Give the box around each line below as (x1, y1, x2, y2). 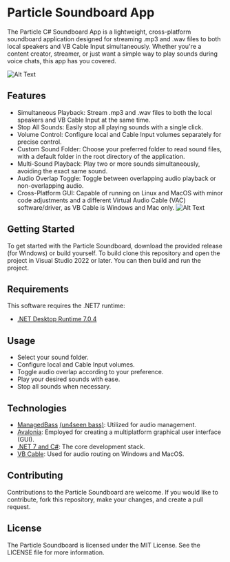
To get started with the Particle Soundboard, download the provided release (7, 241, 222, 250)
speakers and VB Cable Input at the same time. (17, 116, 151, 124)
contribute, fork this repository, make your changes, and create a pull (7, 495, 204, 504)
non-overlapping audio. (17, 181, 84, 190)
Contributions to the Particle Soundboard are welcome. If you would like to (7, 488, 219, 496)
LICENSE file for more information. (7, 548, 105, 556)
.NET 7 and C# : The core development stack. (17, 442, 145, 451)
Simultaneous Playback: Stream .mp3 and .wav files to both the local (17, 108, 212, 116)
